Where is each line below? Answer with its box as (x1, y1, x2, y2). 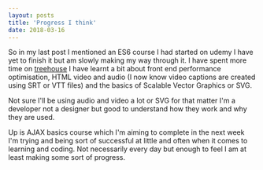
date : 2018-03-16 (8, 26, 65, 34)
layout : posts (8, 11, 55, 20)
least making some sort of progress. (8, 153, 126, 162)
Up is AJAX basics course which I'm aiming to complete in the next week (8, 128, 245, 137)
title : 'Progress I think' (8, 19, 97, 27)
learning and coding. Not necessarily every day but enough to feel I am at (8, 144, 246, 154)
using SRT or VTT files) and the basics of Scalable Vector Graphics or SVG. (8, 81, 253, 90)
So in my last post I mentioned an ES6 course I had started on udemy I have (8, 48, 254, 57)
